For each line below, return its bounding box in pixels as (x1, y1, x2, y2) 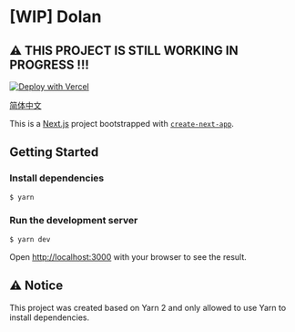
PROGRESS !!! (9, 57, 89, 72)
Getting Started (9, 144, 99, 161)
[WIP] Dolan (9, 6, 102, 27)
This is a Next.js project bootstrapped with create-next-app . (9, 119, 235, 129)
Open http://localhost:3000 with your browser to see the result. (9, 251, 248, 262)
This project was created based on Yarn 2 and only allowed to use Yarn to (9, 302, 287, 313)
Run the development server (9, 214, 138, 227)
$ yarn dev (9, 234, 51, 244)
